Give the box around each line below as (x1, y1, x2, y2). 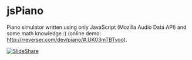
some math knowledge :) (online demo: (6, 29, 102, 36)
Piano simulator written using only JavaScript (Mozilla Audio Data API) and (6, 24, 187, 31)
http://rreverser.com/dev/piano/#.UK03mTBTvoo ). (6, 36, 127, 43)
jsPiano (6, 4, 43, 18)
